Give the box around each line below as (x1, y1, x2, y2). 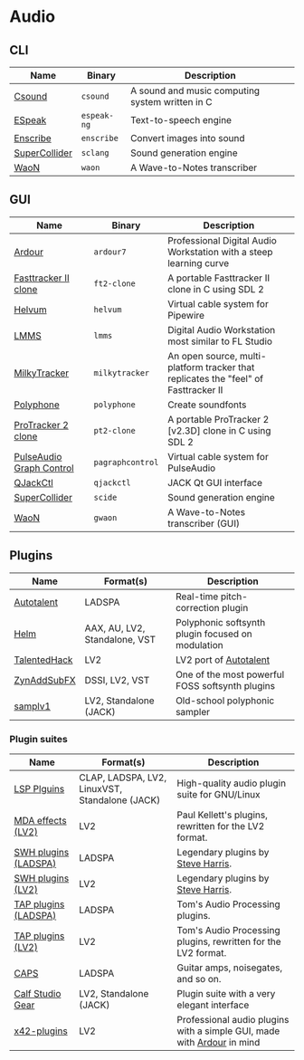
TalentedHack (14, 654, 73, 666)
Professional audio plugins (176, 1013, 290, 1026)
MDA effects (14, 814, 67, 826)
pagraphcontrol (93, 457, 159, 467)
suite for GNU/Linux (176, 788, 261, 800)
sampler (175, 705, 211, 718)
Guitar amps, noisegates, (176, 961, 283, 974)
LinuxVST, (78, 782, 123, 795)
